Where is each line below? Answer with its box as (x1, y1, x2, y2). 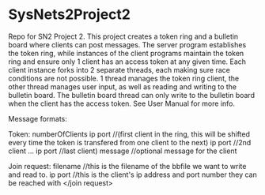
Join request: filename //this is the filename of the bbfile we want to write (8, 161, 247, 171)
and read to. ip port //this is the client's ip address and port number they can (8, 170, 257, 179)
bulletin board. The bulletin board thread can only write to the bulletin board (8, 90, 256, 99)
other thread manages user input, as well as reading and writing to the (8, 81, 237, 92)
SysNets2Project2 (8, 6, 131, 24)
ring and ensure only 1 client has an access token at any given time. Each (8, 57, 247, 66)
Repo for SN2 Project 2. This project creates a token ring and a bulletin (8, 32, 239, 41)
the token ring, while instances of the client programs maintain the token (8, 48, 244, 58)
